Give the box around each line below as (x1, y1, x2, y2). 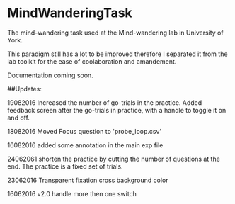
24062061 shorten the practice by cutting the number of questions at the (7, 154, 221, 163)
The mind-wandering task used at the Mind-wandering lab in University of (7, 28, 224, 37)
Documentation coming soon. (7, 71, 93, 79)
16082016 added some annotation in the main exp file (7, 140, 164, 149)
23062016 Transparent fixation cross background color (7, 176, 168, 184)
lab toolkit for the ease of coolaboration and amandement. (7, 57, 177, 65)
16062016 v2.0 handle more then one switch (7, 189, 137, 198)
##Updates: (7, 84, 42, 93)
